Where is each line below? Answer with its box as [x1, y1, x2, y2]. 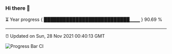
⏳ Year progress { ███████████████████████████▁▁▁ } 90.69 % [5, 16, 163, 22]
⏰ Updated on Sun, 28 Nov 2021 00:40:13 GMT [5, 33, 105, 39]
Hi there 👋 [5, 5, 31, 12]
